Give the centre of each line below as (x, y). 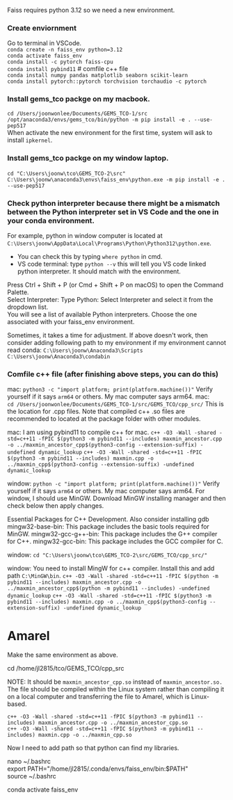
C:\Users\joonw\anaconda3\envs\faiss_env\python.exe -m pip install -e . (116, 179)
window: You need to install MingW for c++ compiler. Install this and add (111, 568)
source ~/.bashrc (32, 776)
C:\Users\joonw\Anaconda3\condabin (59, 357)
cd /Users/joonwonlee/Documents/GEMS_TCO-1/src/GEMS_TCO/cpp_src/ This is (115, 404)
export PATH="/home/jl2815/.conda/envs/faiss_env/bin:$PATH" (98, 769)
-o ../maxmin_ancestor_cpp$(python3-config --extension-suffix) (102, 445)
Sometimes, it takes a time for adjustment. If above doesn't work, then (108, 335)
